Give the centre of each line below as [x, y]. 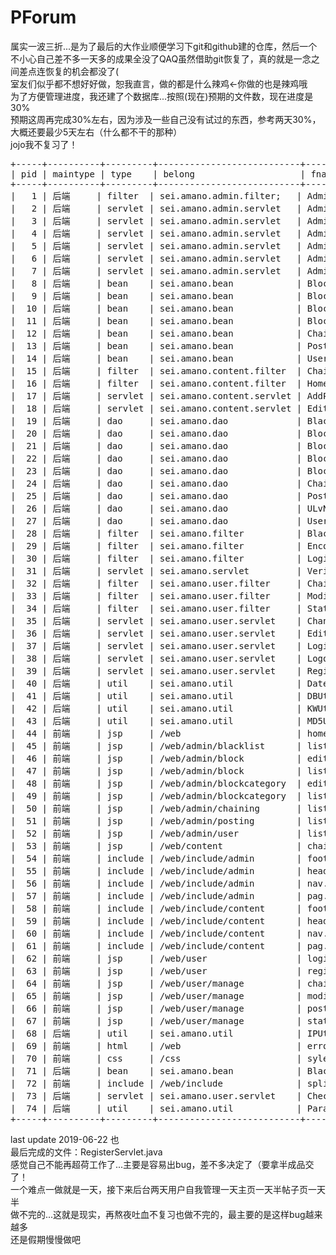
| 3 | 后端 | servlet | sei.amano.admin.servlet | [156, 220]
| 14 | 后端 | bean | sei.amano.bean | [156, 358]
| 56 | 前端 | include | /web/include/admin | [156, 883]
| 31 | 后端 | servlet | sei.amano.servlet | [156, 570]
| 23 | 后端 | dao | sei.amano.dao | [156, 470]
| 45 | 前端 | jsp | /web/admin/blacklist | [156, 745]
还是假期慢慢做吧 [45, 1239]
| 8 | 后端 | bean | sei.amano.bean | [156, 283]
